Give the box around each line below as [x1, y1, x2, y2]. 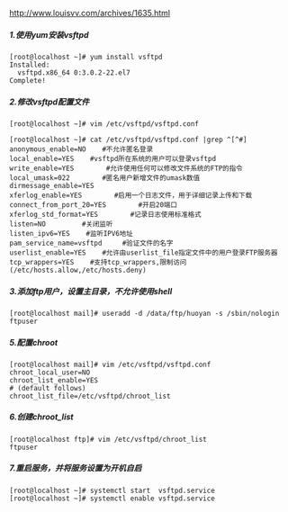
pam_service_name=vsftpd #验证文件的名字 [9, 238, 174, 247]
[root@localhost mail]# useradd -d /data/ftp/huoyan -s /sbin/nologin [9, 309, 280, 318]
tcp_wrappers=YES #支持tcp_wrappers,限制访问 [9, 257, 187, 266]
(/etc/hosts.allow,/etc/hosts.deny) [9, 265, 147, 274]
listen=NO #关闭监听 [9, 220, 113, 229]
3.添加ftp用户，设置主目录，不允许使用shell [9, 285, 173, 296]
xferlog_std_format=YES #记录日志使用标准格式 [9, 210, 202, 219]
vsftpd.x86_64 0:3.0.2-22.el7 [17, 67, 130, 77]
